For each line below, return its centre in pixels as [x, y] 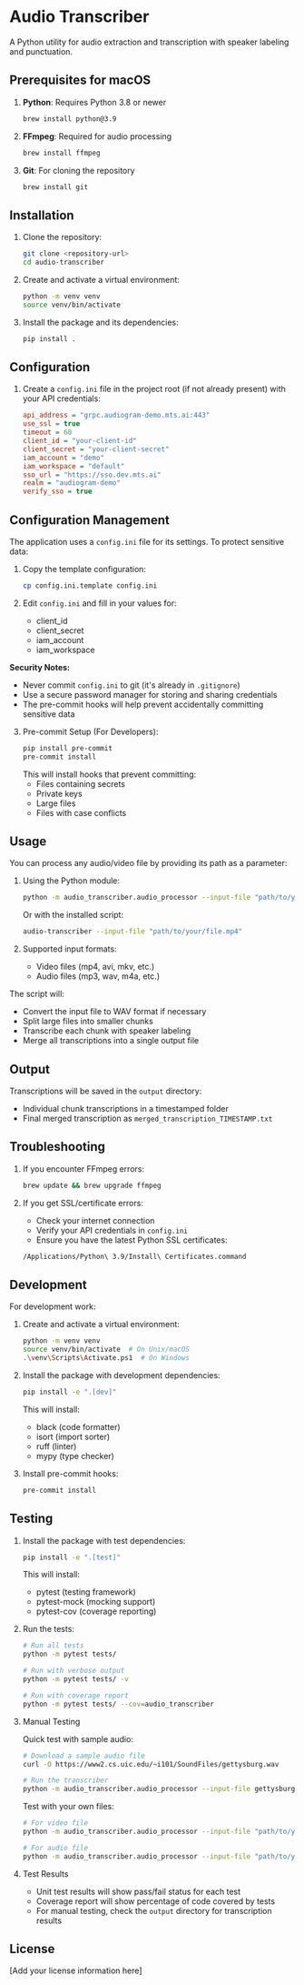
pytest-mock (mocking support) [96, 1602]
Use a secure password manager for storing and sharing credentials [150, 694]
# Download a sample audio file [83, 1756]
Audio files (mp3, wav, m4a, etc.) [98, 976]
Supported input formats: [69, 949]
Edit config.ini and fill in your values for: [99, 603]
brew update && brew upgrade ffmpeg [92, 1185]
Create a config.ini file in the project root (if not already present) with [154, 389]
